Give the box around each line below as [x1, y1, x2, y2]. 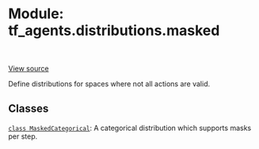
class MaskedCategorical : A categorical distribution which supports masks [8, 123, 252, 132]
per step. [8, 132, 38, 141]
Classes [8, 102, 49, 116]
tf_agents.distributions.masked [8, 21, 220, 40]
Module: [8, 5, 64, 23]
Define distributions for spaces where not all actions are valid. [8, 78, 211, 88]
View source [8, 63, 49, 73]
